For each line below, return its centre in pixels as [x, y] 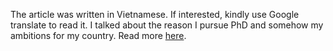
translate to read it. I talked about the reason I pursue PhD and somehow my [167, 25]
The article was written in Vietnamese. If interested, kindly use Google [155, 14]
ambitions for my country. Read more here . [98, 35]
